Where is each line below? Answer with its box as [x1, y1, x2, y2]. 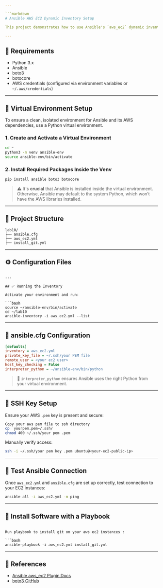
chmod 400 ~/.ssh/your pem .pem [5, 431, 70, 435]
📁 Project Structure [5, 215, 64, 223]
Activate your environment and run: [5, 292, 79, 297]
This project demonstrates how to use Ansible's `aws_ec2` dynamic [5, 25, 145, 30]
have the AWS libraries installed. [16, 196, 81, 202]
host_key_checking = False [5, 363, 60, 367]
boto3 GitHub [12, 578, 39, 584]
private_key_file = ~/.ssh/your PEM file [5, 353, 90, 358]
